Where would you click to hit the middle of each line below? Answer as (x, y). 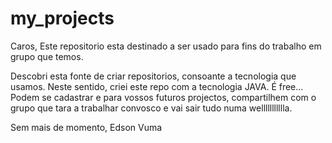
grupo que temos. (47, 56)
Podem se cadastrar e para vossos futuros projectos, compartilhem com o (163, 97)
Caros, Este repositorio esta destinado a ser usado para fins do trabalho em (166, 46)
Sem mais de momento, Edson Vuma (86, 127)
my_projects (62, 18)
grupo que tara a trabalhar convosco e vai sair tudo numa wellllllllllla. (151, 108)
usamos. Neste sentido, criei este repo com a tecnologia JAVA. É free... (157, 86)
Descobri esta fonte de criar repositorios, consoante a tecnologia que (153, 76)
